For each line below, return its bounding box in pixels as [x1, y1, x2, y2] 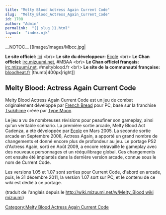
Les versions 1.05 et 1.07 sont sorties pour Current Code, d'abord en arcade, [5, 169, 162, 175]
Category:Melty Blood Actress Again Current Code [5, 204, 109, 210]
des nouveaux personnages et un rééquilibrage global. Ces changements [5, 148, 156, 154]
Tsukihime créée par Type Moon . [5, 107, 73, 113]
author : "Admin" [5, 21, 39, 26]
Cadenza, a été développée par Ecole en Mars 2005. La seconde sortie [5, 128, 151, 134]
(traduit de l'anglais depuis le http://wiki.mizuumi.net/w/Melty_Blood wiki [5, 189, 154, 195]
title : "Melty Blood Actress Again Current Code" [5, 7, 110, 12]
